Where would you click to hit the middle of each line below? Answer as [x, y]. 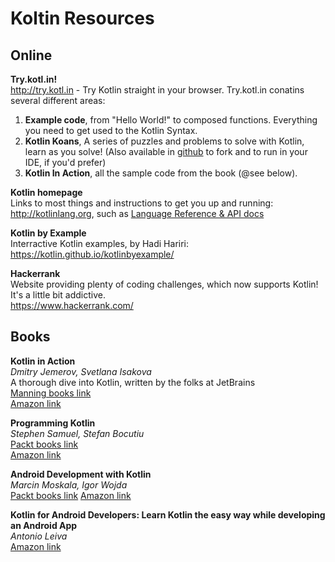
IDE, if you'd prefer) [65, 162]
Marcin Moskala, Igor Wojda [69, 484]
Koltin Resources [82, 18]
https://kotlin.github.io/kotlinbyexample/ [92, 254]
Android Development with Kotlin [81, 474]
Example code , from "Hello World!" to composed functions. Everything [171, 120]
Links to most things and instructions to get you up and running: [142, 203]
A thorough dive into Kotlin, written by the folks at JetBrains [133, 382]
